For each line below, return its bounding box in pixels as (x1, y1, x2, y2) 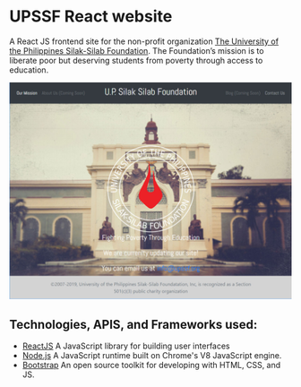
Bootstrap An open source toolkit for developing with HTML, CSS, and (21, 360, 281, 371)
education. (9, 64, 49, 75)
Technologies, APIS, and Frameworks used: (9, 316, 258, 332)
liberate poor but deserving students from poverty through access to (9, 55, 263, 65)
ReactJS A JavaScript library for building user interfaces (21, 340, 230, 351)
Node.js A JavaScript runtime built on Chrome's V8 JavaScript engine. (21, 350, 282, 361)
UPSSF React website (9, 6, 173, 27)
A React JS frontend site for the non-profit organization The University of (9, 36, 279, 47)
